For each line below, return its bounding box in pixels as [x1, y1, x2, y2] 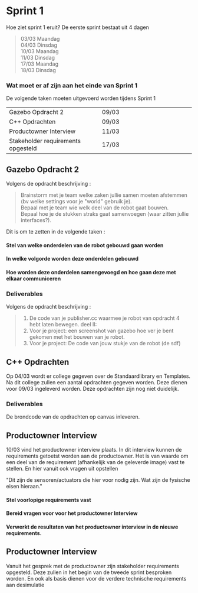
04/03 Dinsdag [20, 41, 58, 48]
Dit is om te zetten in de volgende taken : [6, 228, 105, 235]
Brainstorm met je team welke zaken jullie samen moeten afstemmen [20, 192, 187, 199]
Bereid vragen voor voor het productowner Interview [6, 510, 138, 517]
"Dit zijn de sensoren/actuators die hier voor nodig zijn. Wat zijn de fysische [6, 477, 190, 484]
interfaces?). [20, 217, 52, 224]
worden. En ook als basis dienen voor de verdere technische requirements [6, 575, 187, 582]
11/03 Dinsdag [20, 54, 55, 61]
